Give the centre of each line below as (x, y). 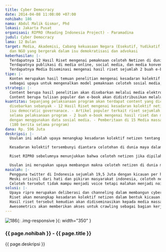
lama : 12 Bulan (21, 42)
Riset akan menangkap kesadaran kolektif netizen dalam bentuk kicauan (85, 197)
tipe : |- (14, 74)
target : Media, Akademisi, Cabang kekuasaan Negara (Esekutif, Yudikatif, (84, 46)
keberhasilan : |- (23, 56)
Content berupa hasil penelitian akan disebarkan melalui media (77, 92)
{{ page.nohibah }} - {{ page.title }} (48, 233)
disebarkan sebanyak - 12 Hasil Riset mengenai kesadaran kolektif (81, 106)
